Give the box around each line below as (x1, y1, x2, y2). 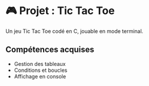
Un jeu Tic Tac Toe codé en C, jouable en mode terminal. (5, 27, 144, 35)
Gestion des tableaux (14, 60, 66, 67)
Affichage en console (14, 72, 66, 80)
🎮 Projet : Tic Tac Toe (5, 4, 115, 18)
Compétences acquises (5, 45, 95, 55)
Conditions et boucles (14, 67, 68, 74)
